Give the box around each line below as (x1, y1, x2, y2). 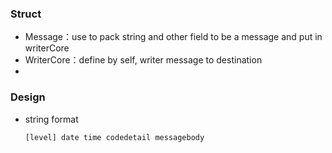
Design (10, 90, 46, 104)
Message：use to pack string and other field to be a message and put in (24, 31, 323, 43)
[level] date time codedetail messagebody (24, 132, 205, 142)
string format (24, 113, 79, 125)
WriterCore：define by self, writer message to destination (24, 54, 263, 66)
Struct (10, 7, 42, 21)
